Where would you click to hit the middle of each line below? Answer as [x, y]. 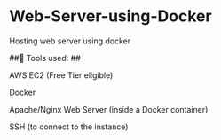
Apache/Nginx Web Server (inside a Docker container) [109, 109]
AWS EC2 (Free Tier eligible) [61, 75]
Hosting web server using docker [70, 41]
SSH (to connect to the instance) [69, 127]
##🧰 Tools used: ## [45, 58]
